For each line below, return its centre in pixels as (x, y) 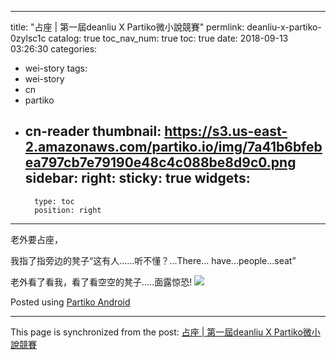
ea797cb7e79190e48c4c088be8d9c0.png (160, 162)
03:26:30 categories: (54, 49)
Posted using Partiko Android (70, 302)
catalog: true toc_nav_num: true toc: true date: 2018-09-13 (168, 38)
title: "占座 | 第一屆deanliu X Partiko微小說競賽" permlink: (127, 27)
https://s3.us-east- (226, 131)
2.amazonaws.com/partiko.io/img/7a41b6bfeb (173, 147)
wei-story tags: (56, 68)
